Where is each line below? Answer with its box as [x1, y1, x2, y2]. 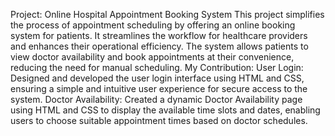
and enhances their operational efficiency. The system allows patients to [10, 40, 309, 52]
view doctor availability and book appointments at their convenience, [10, 51, 295, 63]
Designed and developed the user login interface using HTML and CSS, [10, 72, 305, 84]
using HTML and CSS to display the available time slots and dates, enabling [10, 104, 321, 116]
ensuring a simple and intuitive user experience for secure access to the [10, 83, 308, 94]
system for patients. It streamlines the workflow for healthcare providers [10, 30, 308, 41]
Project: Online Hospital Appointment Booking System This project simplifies [10, 9, 325, 20]
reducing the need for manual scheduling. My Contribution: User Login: [10, 62, 304, 73]
